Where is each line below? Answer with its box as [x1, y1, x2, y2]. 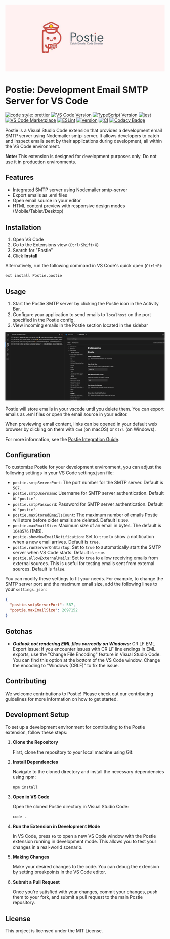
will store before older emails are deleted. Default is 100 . [12, 517, 130, 523]
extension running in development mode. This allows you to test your [12, 838, 157, 845]
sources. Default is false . [12, 566, 66, 572]
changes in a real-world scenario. [12, 844, 83, 850]
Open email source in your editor [12, 198, 81, 204]
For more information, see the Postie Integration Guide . [5, 436, 120, 442]
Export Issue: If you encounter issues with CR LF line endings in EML [12, 646, 156, 652]
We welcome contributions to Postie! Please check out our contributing [5, 691, 153, 697]
